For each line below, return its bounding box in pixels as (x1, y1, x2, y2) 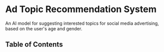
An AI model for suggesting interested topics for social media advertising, (5, 20, 159, 26)
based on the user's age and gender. (5, 25, 83, 31)
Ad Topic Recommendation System (5, 4, 157, 15)
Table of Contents (5, 40, 63, 49)
